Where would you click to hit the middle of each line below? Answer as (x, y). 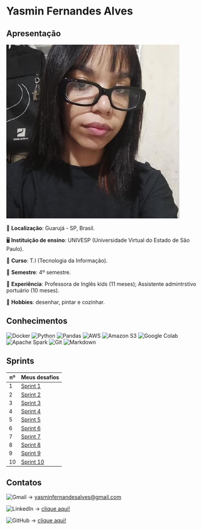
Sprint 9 (31, 453)
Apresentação (34, 34)
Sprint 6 (31, 428)
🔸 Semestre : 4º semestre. (39, 272)
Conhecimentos (37, 321)
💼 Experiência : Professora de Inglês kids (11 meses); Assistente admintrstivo (101, 284)
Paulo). (15, 249)
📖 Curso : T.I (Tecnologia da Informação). (57, 260)
